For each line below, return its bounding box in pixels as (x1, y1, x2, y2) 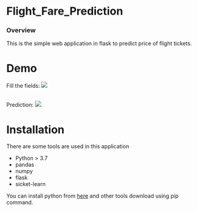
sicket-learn (15, 181, 46, 188)
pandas (15, 161, 35, 168)
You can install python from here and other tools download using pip (6, 192, 179, 199)
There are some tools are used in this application (6, 143, 130, 150)
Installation (6, 123, 65, 137)
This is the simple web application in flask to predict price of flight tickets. (6, 40, 192, 47)
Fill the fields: (6, 82, 40, 90)
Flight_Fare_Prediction (6, 4, 124, 18)
